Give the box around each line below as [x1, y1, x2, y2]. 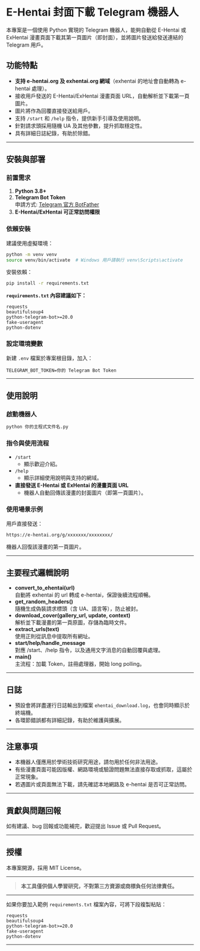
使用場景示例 [6, 505, 43, 514]
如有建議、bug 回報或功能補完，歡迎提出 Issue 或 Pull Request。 [6, 823, 165, 830]
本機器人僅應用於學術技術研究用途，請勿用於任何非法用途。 [14, 758, 161, 765]
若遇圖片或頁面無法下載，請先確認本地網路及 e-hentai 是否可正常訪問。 [14, 781, 190, 788]
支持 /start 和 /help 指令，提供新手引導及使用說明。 [14, 115, 145, 122]
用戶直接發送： [6, 520, 43, 527]
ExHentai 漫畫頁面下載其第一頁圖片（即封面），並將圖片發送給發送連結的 [6, 33, 183, 41]
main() [14, 653, 32, 660]
